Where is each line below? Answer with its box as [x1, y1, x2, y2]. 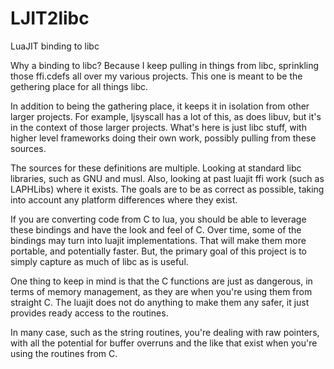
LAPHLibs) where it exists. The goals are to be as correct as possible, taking [10, 183, 325, 195]
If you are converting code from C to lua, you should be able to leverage [10, 213, 307, 225]
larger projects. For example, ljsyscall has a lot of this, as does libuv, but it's [10, 110, 322, 122]
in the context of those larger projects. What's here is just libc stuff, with [10, 121, 307, 133]
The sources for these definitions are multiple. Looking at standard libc [10, 162, 302, 174]
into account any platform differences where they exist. [10, 193, 238, 206]
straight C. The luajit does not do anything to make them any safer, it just [10, 296, 310, 308]
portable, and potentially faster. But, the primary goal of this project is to [10, 245, 307, 257]
